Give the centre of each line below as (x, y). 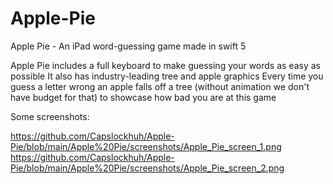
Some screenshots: (50, 116)
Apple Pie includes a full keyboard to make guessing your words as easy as (165, 65)
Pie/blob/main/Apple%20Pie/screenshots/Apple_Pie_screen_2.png (147, 168)
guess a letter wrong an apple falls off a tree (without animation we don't (160, 86)
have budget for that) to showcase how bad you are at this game (143, 97)
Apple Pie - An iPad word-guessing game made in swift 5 (128, 46)
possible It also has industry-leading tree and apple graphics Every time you (167, 76)
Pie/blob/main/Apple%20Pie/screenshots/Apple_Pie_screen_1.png (146, 146)
